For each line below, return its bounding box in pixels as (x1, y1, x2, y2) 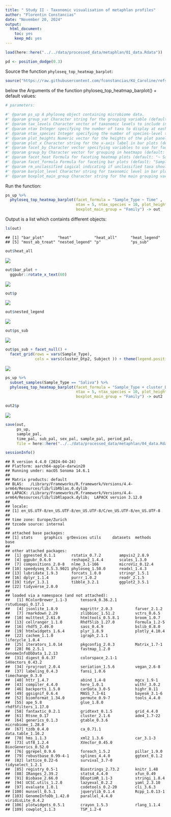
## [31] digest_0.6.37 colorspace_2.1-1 (5, 656, 117, 661)
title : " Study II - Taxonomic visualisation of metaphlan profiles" (5, 7, 156, 13)
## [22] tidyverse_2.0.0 (5, 584, 58, 589)
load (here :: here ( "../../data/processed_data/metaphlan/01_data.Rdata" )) (5, 49, 163, 55)
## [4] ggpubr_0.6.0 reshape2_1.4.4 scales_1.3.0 (5, 557, 147, 563)
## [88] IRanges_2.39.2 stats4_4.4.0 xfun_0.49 (5, 771, 156, 777)
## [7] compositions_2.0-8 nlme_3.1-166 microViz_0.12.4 (5, 562, 154, 567)
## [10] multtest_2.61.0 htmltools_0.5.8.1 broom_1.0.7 (5, 615, 160, 620)
